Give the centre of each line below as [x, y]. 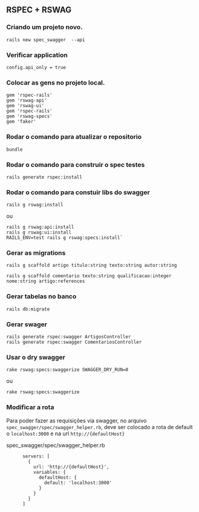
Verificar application [37, 55]
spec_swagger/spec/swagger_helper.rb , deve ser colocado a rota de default [99, 427]
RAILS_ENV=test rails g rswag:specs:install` [64, 238]
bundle [15, 149]
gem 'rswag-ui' [25, 106]
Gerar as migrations [36, 253]
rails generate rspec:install [44, 177]
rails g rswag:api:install [40, 227]
